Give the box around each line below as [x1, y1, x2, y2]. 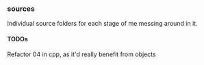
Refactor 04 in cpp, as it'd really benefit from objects [7, 50, 156, 58]
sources [7, 4, 36, 14]
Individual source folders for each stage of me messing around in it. [7, 20, 198, 28]
